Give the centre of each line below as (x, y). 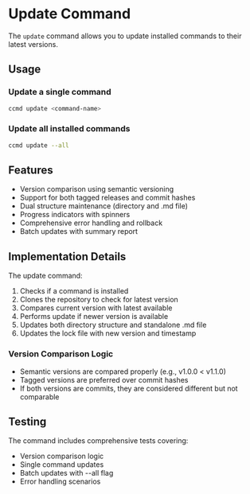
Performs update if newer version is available (94, 317)
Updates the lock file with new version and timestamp (108, 333)
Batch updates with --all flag (66, 473)
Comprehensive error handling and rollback (91, 223)
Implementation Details (67, 257)
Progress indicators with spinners (75, 215)
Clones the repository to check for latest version (99, 300)
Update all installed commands (69, 129)
